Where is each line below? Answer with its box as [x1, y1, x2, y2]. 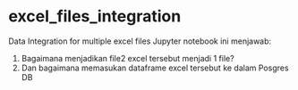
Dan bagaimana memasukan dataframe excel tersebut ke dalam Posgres [21, 62, 289, 73]
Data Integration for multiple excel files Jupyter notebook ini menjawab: [8, 36, 272, 46]
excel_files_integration [8, 6, 182, 27]
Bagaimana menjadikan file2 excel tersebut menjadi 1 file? [21, 53, 234, 63]
